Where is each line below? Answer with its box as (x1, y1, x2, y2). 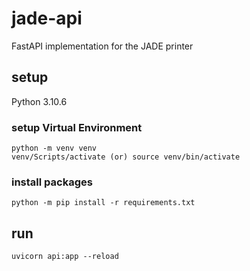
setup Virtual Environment (11, 120, 143, 134)
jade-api (11, 7, 83, 30)
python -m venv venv (11, 143, 98, 154)
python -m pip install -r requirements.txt (11, 198, 196, 208)
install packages (11, 175, 93, 189)
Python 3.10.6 (11, 95, 68, 107)
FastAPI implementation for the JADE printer (11, 40, 194, 52)
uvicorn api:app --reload (11, 252, 119, 262)
